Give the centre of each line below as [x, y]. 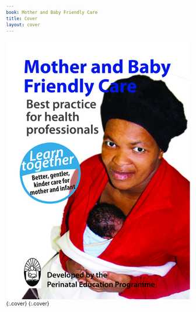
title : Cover [22, 18]
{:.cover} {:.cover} [28, 304]
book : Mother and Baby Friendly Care [52, 12]
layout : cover [23, 24]
